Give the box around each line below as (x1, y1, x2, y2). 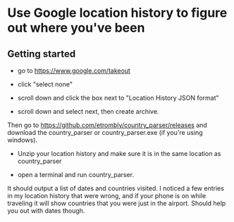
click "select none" (17, 80, 73, 89)
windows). (7, 136, 37, 144)
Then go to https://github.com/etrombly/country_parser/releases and (7, 121, 208, 129)
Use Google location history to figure (7, 5, 228, 21)
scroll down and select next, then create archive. (17, 107, 159, 115)
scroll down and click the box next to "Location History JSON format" (17, 93, 220, 102)
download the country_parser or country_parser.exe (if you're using (7, 129, 203, 136)
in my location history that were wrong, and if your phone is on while (7, 192, 207, 200)
